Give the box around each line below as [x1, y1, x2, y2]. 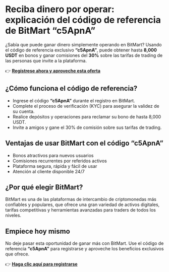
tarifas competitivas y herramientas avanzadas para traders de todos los [5, 207, 156, 213]
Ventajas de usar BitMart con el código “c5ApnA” [5, 139, 163, 148]
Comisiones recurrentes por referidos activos [12, 158, 107, 164]
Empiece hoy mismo [5, 227, 71, 235]
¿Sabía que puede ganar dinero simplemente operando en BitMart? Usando [5, 41, 162, 47]
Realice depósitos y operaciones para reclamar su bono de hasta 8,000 [12, 113, 161, 119]
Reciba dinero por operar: [5, 4, 115, 15]
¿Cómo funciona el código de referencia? [5, 84, 138, 93]
